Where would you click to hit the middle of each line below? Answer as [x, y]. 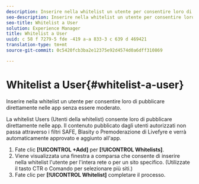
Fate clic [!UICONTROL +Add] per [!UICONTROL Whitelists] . [89, 150]
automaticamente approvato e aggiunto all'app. [64, 138]
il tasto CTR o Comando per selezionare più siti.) [74, 168]
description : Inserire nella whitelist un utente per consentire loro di [99, 12]
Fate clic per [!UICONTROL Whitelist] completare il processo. [90, 175]
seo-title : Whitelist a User [42, 23]
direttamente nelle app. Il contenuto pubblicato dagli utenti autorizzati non [96, 125]
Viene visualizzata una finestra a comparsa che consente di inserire [97, 156]
